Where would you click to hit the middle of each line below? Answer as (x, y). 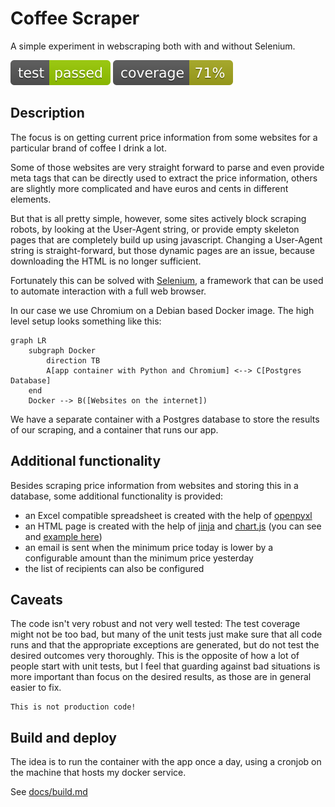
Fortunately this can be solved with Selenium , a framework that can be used (167, 280)
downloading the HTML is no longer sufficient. (106, 261)
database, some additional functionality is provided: (117, 496)
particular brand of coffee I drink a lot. (88, 148)
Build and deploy (63, 737)
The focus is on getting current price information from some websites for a (164, 137)
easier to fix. (36, 688)
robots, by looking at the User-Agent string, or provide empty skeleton (155, 229)
